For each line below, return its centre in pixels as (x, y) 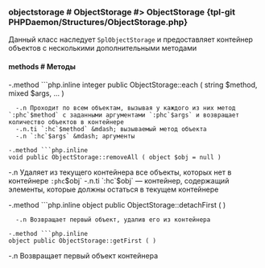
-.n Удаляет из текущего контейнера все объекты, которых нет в (120, 172)
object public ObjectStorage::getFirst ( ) (83, 241)
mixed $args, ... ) (36, 93)
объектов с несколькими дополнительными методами (103, 48)
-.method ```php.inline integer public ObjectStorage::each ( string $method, (133, 85)
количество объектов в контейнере (66, 122)
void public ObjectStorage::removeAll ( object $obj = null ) (115, 157)
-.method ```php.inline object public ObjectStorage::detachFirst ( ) (117, 204)
